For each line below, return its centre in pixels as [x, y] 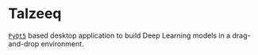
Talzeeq [35, 14]
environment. [63, 43]
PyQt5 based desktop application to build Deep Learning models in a [119, 35]
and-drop [24, 43]
